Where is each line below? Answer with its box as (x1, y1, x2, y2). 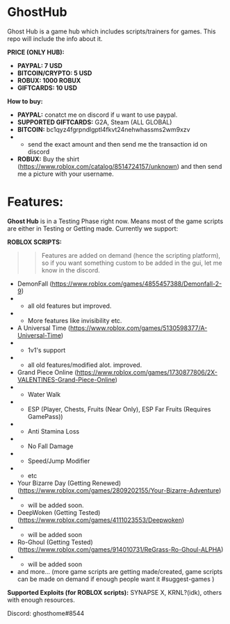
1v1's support (27, 345, 66, 354)
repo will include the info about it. (7, 34, 103, 42)
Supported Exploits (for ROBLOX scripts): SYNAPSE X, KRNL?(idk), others (7, 588, 222, 596)
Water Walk (27, 390, 61, 398)
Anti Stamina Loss (27, 427, 80, 435)
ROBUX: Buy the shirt (17, 154, 80, 163)
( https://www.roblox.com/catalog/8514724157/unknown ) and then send (17, 162, 222, 170)
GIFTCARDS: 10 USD (17, 83, 78, 92)
